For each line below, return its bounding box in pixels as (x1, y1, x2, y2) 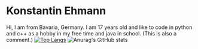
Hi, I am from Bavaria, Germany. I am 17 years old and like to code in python (6, 24, 193, 31)
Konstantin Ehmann (6, 4, 106, 18)
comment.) (6, 36, 33, 43)
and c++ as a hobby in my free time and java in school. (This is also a (6, 30, 177, 37)
